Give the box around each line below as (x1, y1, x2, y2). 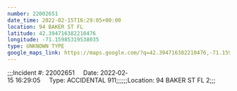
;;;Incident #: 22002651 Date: (7, 68, 99, 77)
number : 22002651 (7, 10, 59, 17)
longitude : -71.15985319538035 (7, 36, 99, 43)
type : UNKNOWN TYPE (7, 43, 65, 50)
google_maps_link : (7, 50, 61, 57)
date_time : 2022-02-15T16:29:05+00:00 (7, 17, 121, 24)
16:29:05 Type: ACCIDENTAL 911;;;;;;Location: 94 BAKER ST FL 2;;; (15, 76, 216, 84)
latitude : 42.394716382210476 (7, 29, 97, 37)
